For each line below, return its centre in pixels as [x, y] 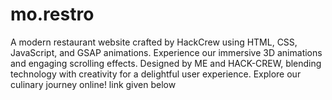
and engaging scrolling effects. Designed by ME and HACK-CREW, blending [166, 63]
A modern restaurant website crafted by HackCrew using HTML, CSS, [154, 42]
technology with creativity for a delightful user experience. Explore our [156, 74]
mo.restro [52, 14]
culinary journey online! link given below [93, 84]
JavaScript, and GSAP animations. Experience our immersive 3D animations [166, 52]
